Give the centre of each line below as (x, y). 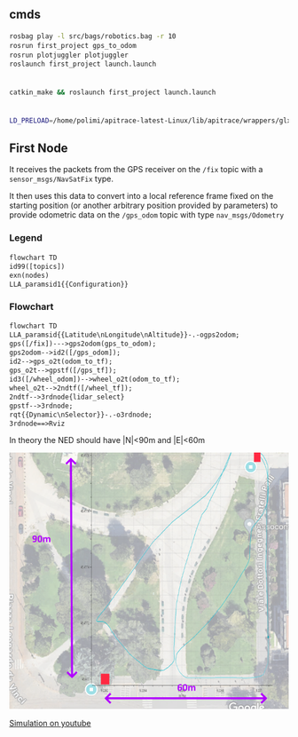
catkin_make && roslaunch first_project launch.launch (113, 92)
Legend (26, 238)
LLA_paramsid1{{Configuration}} (69, 284)
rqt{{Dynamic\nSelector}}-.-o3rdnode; (81, 415)
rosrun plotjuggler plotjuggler (69, 55)
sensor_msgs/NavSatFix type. (61, 179)
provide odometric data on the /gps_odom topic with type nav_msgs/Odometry (147, 215)
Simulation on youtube (50, 724)
